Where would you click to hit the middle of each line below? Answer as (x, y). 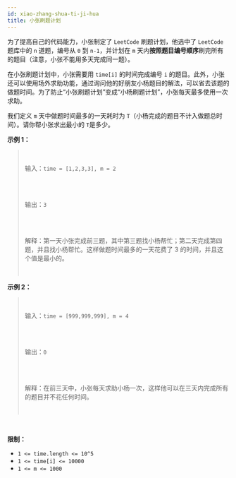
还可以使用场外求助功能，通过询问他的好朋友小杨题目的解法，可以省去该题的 (118, 83)
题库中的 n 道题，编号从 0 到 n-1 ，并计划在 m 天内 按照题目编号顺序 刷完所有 (116, 50)
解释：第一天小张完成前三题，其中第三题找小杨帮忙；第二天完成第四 (123, 240)
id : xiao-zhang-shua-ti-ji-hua (53, 14)
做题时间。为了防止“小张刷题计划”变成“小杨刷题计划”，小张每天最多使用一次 (118, 92)
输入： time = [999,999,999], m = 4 (76, 316)
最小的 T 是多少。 (90, 124)
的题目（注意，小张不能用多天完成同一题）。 (70, 59)
